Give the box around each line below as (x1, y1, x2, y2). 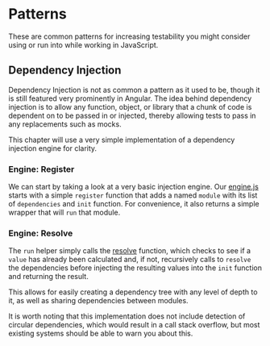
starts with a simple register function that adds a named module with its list (8, 190, 258, 200)
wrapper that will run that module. (8, 207, 121, 218)
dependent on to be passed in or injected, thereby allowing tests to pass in (8, 110, 256, 120)
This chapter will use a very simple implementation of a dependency (8, 135, 235, 144)
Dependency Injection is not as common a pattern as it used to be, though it (8, 85, 260, 94)
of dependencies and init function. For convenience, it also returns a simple (8, 199, 260, 209)
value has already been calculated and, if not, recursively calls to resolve (8, 255, 251, 265)
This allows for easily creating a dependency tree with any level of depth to (8, 287, 258, 297)
